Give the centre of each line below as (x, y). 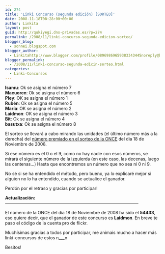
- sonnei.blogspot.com (33, 46)
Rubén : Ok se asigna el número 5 (39, 103)
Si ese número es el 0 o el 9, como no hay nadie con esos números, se (77, 153)
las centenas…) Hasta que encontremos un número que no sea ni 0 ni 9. (78, 164)
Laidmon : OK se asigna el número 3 (41, 113)
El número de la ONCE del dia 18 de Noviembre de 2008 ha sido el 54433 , (80, 212)
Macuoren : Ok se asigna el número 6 (43, 93)
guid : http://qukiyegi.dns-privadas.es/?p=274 (54, 32)
